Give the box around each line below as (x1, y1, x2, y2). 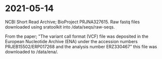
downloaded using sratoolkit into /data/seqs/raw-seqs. (5, 24, 115, 29)
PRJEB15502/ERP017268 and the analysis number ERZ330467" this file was (5, 44, 157, 49)
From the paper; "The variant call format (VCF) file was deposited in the (5, 33, 148, 39)
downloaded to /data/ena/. (5, 49, 58, 55)
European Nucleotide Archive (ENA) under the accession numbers (5, 38, 138, 44)
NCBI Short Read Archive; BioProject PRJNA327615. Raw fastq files (5, 19, 140, 25)
